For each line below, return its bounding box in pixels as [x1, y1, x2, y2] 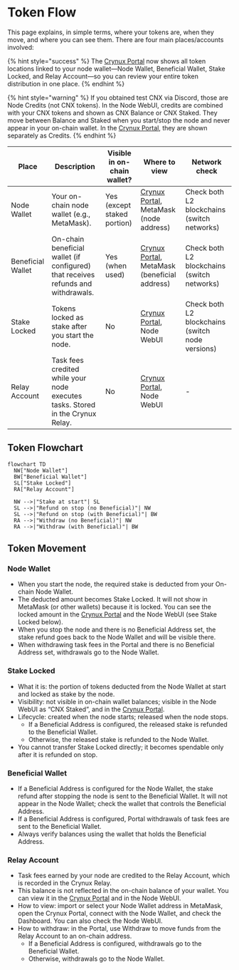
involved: [7, 43, 34, 51]
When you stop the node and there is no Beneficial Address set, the [17, 625, 216, 634]
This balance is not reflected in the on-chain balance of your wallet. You [17, 887, 229, 895]
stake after [51, 321, 87, 331]
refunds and [51, 279, 92, 289]
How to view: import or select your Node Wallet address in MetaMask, [17, 902, 223, 910]
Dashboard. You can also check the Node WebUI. [17, 917, 163, 925]
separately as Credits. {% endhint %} [7, 131, 117, 140]
